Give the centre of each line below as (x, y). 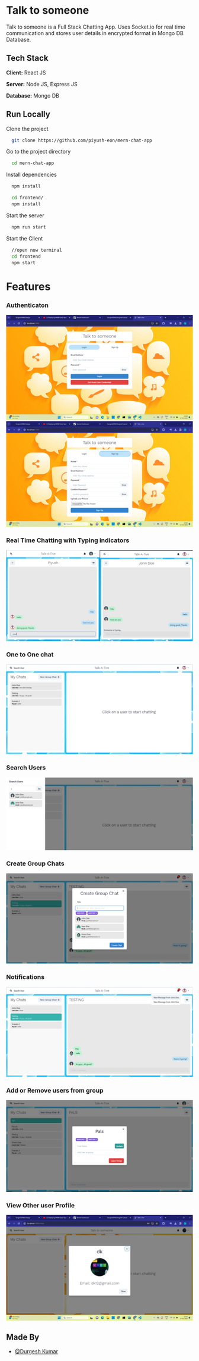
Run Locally (28, 115)
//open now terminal (37, 250)
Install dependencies (32, 175)
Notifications (25, 977)
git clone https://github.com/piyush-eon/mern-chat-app (82, 140)
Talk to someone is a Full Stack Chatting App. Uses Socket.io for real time (96, 27)
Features (28, 287)
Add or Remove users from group (55, 1090)
